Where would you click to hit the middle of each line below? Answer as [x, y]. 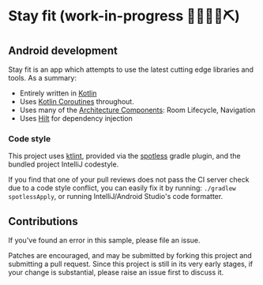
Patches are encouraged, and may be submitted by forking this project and [130, 256]
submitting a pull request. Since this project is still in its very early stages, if [131, 264]
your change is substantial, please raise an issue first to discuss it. [116, 272]
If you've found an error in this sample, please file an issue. [104, 240]
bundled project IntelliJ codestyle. [64, 164]
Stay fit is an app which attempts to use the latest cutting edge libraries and [131, 69]
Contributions [43, 221]
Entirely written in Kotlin [58, 93]
